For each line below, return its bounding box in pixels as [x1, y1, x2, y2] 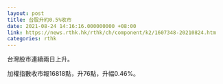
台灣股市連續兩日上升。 [7, 55, 73, 64]
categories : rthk [7, 36, 57, 42]
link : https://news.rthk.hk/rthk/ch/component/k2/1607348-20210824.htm [7, 29, 216, 36]
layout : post [7, 10, 45, 17]
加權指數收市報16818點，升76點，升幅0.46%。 [7, 70, 139, 78]
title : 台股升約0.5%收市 [7, 16, 72, 23]
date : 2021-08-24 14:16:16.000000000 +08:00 [7, 23, 137, 29]
